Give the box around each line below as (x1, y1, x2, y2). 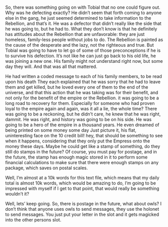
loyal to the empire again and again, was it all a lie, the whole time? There (5, 106, 157, 111)
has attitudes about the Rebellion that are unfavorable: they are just (5, 31, 145, 37)
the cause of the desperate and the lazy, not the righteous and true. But (5, 42, 154, 48)
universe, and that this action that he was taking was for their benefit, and (5, 90, 158, 95)
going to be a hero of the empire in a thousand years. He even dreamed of (5, 122, 160, 128)
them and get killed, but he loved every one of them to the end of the (5, 84, 148, 90)
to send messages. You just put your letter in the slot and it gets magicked (5, 211, 159, 217)
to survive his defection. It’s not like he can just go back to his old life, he (5, 53, 156, 59)
